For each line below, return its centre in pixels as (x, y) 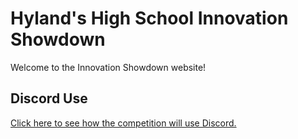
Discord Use (49, 98)
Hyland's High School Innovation (149, 18)
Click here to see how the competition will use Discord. (123, 123)
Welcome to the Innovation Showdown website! (108, 67)
